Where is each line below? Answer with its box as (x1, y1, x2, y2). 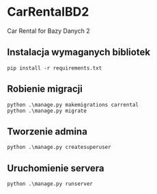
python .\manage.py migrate (7, 107, 87, 114)
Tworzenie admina (7, 126, 87, 137)
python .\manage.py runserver (7, 180, 94, 188)
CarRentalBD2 (7, 4, 89, 20)
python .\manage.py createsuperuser (7, 144, 111, 151)
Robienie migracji (7, 83, 83, 95)
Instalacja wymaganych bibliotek (7, 46, 151, 58)
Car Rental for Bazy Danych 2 (7, 27, 90, 35)
